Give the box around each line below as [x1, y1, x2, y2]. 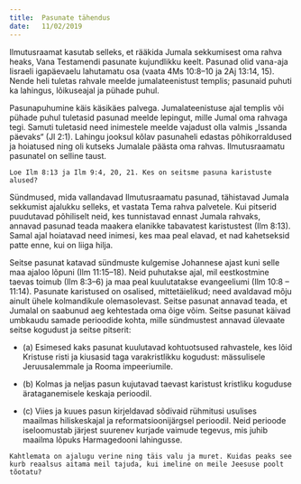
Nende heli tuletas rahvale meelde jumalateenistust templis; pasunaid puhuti [9, 75, 293, 86]
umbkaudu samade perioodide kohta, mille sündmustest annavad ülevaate [9, 314, 286, 325]
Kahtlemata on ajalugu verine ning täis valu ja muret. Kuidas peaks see [9, 451, 293, 461]
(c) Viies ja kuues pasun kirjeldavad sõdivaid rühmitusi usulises [22, 405, 257, 416]
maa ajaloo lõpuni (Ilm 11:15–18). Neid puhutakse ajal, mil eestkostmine [9, 266, 269, 277]
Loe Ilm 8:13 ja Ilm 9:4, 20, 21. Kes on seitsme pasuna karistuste [9, 168, 272, 177]
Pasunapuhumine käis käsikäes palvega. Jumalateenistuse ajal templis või [9, 102, 285, 113]
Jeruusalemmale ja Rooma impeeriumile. [22, 360, 174, 371]
